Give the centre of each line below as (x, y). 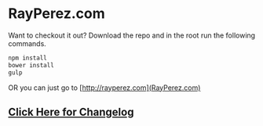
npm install (27, 58)
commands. (27, 43)
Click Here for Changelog (71, 112)
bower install (31, 65)
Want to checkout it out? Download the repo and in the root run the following (132, 35)
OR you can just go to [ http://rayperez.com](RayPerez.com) (104, 88)
